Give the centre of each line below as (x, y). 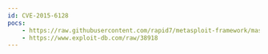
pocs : (16, 23)
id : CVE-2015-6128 (38, 15)
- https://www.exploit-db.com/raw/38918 (90, 38)
